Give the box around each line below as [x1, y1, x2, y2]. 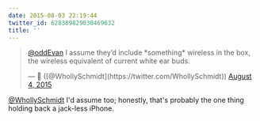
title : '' [8, 26, 41, 34]
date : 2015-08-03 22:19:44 [8, 11, 97, 20]
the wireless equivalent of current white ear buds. [27, 56, 190, 66]
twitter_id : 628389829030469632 [8, 19, 115, 27]
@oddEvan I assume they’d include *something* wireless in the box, [27, 48, 251, 58]
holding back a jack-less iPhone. [8, 104, 115, 113]
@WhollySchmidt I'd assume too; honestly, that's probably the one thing [8, 96, 244, 105]
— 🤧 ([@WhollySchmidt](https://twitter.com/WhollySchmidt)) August [27, 72, 252, 81]
